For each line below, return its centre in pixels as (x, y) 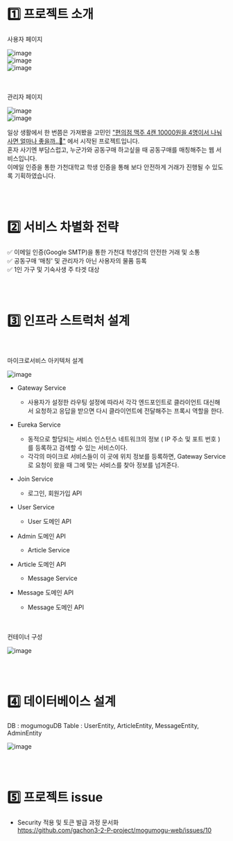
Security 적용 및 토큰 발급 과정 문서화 (68, 822)
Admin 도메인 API (41, 536)
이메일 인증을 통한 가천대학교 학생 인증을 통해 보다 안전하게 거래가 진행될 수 (109, 167)
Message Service (52, 578)
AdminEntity (25, 733)
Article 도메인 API (42, 564)
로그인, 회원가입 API (55, 493)
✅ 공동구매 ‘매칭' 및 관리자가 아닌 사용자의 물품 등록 (77, 260)
